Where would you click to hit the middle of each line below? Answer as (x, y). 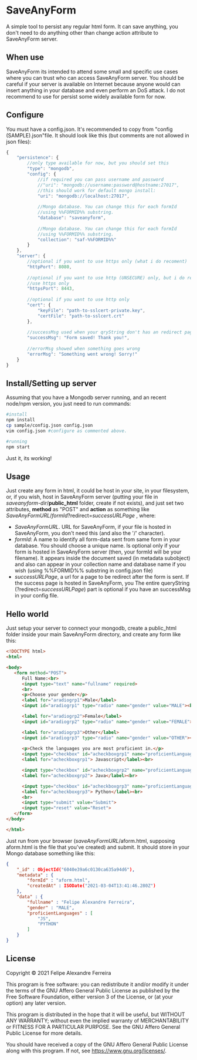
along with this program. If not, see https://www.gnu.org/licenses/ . (86, 1051)
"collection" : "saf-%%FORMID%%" (77, 239)
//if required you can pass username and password (101, 180)
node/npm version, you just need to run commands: (69, 404)
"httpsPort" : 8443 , (51, 289)
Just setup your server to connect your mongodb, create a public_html (91, 628)
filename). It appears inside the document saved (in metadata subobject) (102, 558)
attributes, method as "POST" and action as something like (78, 509)
